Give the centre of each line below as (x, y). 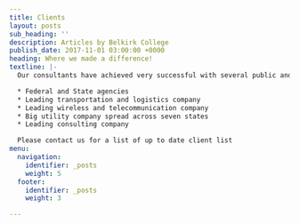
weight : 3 (44, 198)
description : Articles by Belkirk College (89, 42)
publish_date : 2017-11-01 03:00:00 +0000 (87, 51)
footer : (32, 182)
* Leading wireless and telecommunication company (113, 108)
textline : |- (33, 68)
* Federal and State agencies (73, 91)
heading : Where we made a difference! (81, 59)
